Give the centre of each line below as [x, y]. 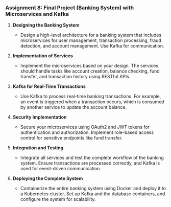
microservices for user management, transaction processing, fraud [91, 40]
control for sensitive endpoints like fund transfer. [71, 138]
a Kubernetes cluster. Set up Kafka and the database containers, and [93, 194]
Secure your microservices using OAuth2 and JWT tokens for [85, 127]
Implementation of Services [43, 56]
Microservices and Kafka [37, 14]
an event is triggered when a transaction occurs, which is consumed [92, 102]
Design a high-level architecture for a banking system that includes [91, 35]
